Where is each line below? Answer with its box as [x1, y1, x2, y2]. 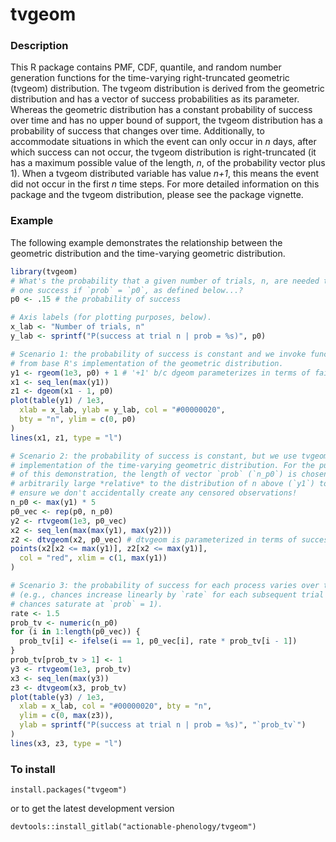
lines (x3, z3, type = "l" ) [10, 738, 123, 748]
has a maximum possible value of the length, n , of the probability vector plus [10, 157, 326, 169]
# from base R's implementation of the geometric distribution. [10, 358, 284, 368]
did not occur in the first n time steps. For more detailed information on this [10, 178, 320, 190]
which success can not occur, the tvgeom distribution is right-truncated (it [10, 146, 317, 158]
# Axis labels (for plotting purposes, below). [10, 313, 213, 323]
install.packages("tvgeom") [10, 785, 128, 795]
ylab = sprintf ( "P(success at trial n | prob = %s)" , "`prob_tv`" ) [19, 720, 307, 730]
